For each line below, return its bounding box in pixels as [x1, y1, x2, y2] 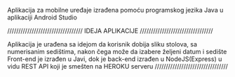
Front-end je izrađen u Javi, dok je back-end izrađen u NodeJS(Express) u [7, 55, 222, 63]
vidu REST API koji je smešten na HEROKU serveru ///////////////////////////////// [7, 62, 228, 70]
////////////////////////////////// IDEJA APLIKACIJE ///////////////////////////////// [7, 27, 213, 35]
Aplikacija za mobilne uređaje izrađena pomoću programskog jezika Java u [7, 6, 224, 14]
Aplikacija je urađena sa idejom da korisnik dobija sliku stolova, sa [7, 40, 198, 48]
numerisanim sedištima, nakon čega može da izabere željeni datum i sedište [7, 48, 227, 55]
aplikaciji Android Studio [7, 13, 77, 22]
